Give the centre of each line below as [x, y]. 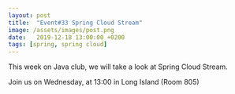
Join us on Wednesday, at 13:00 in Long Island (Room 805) [104, 82]
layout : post [30, 15]
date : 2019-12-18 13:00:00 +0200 [67, 37]
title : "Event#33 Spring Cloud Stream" [76, 23]
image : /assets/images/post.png [61, 30]
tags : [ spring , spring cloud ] [58, 45]
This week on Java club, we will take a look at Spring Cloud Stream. [118, 67]
